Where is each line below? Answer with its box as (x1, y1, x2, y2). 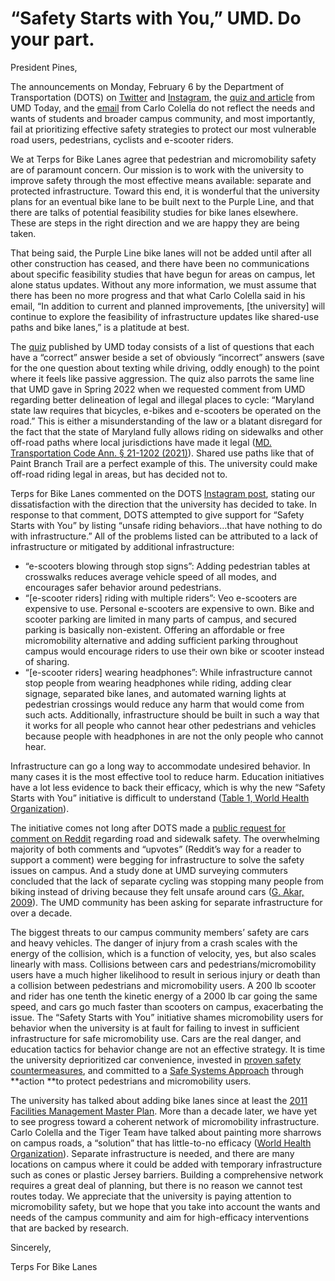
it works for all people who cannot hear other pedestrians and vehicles (24, 719, 317, 731)
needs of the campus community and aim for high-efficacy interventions (10, 1211, 310, 1223)
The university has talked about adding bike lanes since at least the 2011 (10, 1094, 308, 1106)
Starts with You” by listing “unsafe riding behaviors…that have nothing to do (10, 519, 323, 531)
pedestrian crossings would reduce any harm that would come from (24, 698, 305, 710)
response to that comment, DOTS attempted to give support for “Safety (10, 508, 305, 521)
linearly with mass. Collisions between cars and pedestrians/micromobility (10, 958, 317, 970)
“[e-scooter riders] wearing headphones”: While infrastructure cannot (24, 666, 313, 678)
